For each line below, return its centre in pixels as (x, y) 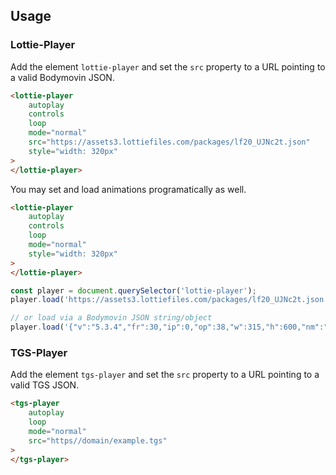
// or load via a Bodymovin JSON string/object (111, 318)
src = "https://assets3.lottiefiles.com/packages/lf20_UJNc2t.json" (169, 142)
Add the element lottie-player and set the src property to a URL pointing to (168, 66)
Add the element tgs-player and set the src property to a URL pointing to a (165, 375)
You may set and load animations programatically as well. (128, 189)
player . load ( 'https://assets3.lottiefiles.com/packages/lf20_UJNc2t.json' (169, 300)
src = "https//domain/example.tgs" (98, 440)
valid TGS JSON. (45, 385)
